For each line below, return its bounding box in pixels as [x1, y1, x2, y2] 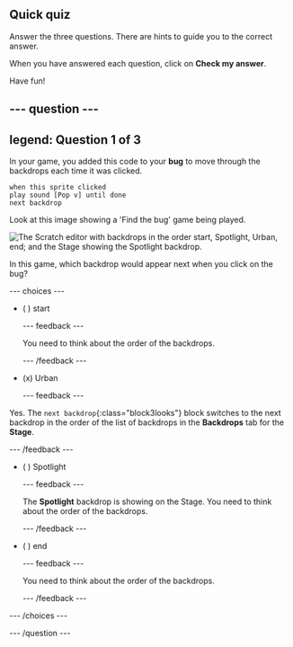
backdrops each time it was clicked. [9, 165, 143, 176]
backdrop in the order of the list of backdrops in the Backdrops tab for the [9, 417, 285, 428]
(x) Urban [22, 373, 58, 384]
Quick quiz [9, 7, 71, 22]
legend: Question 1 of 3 [9, 132, 142, 147]
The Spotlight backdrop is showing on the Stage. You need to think [22, 496, 272, 507]
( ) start [22, 303, 50, 314]
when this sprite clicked [9, 183, 106, 192]
